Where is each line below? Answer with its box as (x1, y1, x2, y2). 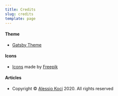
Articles (5, 75, 22, 80)
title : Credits (5, 7, 36, 12)
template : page (5, 16, 36, 21)
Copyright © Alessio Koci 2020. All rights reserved (12, 85, 114, 91)
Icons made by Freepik (12, 64, 58, 69)
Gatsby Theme (12, 42, 42, 48)
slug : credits (5, 12, 34, 16)
